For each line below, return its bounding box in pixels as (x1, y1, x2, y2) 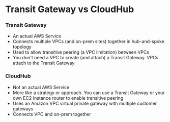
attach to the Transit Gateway (12, 60, 75, 66)
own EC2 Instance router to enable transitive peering (12, 95, 124, 101)
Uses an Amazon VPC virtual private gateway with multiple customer (12, 100, 157, 106)
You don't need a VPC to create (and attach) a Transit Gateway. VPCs (12, 55, 159, 61)
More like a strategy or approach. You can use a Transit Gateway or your (12, 90, 165, 96)
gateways (12, 105, 33, 112)
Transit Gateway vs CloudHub (5, 4, 134, 15)
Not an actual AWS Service (12, 84, 70, 90)
